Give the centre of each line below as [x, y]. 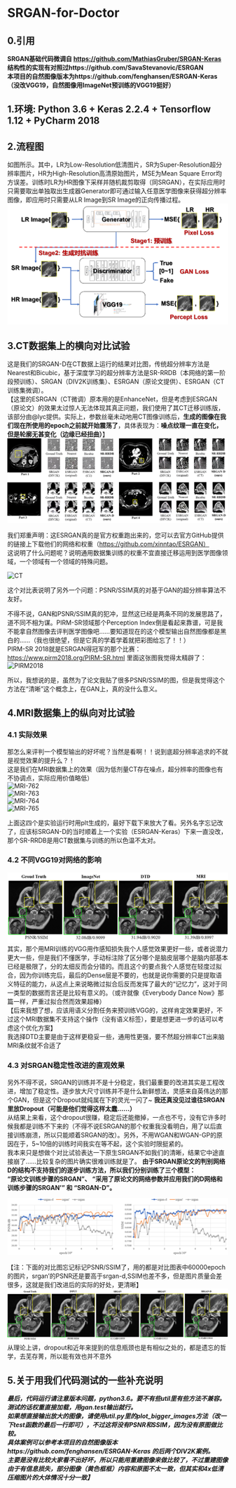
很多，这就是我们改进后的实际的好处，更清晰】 [75, 1284]
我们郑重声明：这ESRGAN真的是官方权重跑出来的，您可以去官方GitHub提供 [116, 535]
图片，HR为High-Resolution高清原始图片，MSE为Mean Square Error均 [121, 174]
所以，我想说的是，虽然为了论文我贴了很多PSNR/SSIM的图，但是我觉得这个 [116, 680]
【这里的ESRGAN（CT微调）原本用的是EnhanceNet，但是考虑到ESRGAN [112, 399]
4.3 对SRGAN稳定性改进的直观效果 [66, 1066]
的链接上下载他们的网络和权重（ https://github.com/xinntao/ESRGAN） [109, 544]
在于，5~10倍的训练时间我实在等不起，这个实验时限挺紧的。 [100, 1144]
